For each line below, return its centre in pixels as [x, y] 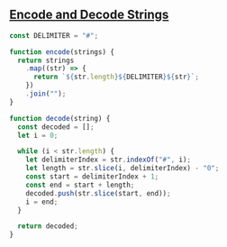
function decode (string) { [60, 118]
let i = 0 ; [38, 135]
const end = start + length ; [80, 185]
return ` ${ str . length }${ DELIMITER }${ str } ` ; [116, 77]
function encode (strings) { [62, 52]
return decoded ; [48, 226]
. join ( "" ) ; [46, 94]
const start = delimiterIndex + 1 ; [92, 177]
